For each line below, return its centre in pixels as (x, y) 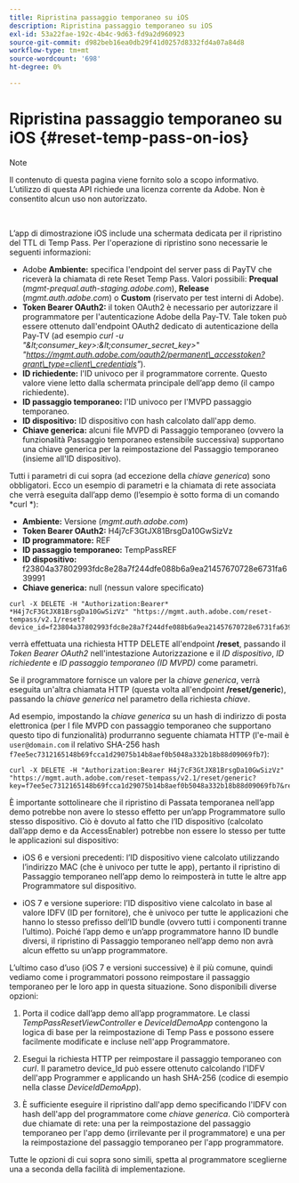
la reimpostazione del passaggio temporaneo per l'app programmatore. (153, 1142)
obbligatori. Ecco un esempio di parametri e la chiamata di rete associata (143, 485)
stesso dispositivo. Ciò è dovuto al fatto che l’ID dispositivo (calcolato (137, 821)
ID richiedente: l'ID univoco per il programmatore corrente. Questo (145, 373)
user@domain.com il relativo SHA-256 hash (85, 744)
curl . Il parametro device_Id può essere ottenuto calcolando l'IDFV (143, 1068)
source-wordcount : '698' (55, 59)
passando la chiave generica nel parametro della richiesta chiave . (130, 699)
